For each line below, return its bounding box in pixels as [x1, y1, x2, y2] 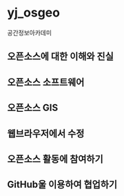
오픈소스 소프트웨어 [7, 76, 85, 88]
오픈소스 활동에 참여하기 [7, 153, 103, 165]
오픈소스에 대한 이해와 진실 [7, 50, 114, 63]
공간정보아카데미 [7, 28, 52, 37]
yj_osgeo [7, 5, 61, 21]
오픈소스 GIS [7, 102, 59, 114]
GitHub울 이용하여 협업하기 [7, 179, 118, 190]
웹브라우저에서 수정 [7, 128, 85, 139]
